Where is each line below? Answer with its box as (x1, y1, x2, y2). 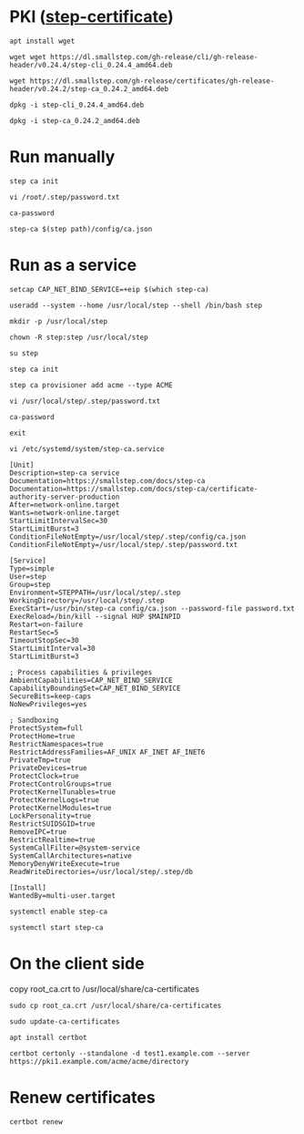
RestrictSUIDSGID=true (9, 819, 96, 829)
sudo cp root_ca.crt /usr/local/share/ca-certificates (9, 1001, 222, 1010)
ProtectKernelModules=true (9, 803, 112, 812)
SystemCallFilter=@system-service (9, 843, 141, 852)
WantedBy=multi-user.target (9, 891, 117, 900)
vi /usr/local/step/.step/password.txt (9, 397, 161, 406)
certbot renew (9, 1117, 64, 1127)
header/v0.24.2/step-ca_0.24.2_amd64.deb (9, 84, 169, 93)
